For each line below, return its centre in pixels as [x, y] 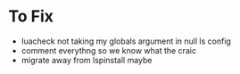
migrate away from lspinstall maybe [87, 60]
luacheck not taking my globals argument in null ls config [126, 41]
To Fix [31, 16]
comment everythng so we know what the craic [109, 50]
